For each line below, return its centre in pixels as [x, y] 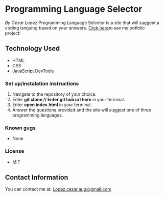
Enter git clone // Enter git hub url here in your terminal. [69, 100]
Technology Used [33, 48]
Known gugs [20, 128]
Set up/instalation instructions [42, 84]
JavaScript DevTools [33, 71]
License [15, 151]
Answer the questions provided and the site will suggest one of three [82, 110]
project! [13, 33]
